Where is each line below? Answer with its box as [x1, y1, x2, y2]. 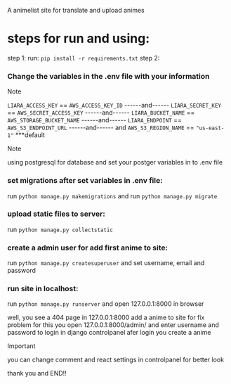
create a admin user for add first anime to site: [7, 243, 169, 252]
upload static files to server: [7, 209, 105, 219]
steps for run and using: [7, 31, 150, 46]
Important [7, 342, 36, 350]
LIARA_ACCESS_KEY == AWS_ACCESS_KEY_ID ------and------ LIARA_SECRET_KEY [7, 101, 222, 110]
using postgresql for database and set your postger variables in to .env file [7, 158, 223, 167]
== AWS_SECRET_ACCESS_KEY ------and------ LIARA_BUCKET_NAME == [7, 108, 195, 117]
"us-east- [195, 124, 225, 132]
